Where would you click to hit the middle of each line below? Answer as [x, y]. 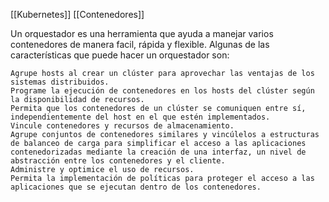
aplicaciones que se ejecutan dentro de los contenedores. [136, 187]
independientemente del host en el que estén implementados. [140, 117]
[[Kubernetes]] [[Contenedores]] [77, 14]
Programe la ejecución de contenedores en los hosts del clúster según [162, 91]
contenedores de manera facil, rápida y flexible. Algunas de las [140, 44]
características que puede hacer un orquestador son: [120, 55]
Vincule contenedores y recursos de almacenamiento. [122, 126]
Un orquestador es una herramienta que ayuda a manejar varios [142, 33]
